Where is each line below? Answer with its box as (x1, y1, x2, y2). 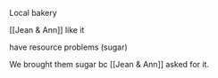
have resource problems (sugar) (9, 42, 128, 52)
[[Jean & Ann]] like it (9, 25, 85, 35)
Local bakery (9, 8, 58, 18)
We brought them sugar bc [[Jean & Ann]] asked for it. (9, 59, 210, 69)
